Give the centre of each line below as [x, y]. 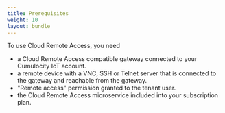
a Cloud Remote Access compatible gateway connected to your [107, 59]
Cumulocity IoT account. [52, 66]
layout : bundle [29, 26]
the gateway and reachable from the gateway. [82, 81]
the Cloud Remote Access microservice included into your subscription [117, 95]
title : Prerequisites [38, 13]
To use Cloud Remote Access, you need [63, 46]
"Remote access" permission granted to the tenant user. [96, 88]
